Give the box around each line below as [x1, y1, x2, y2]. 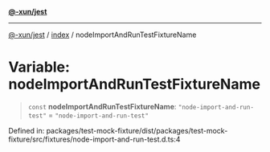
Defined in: [8, 125, 45, 135]
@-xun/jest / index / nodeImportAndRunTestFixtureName [8, 30, 197, 39]
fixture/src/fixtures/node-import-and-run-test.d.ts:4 [8, 134, 181, 144]
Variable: [8, 58, 71, 76]
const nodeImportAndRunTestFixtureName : [27, 101, 177, 111]
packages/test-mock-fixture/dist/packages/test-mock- [46, 125, 228, 135]
